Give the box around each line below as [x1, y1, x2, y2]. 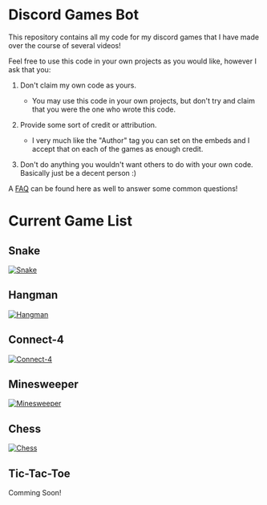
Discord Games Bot [8, 6, 139, 24]
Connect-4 [8, 333, 64, 347]
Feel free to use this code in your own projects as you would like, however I [8, 56, 257, 66]
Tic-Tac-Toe [8, 466, 71, 480]
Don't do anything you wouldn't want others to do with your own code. [19, 159, 254, 169]
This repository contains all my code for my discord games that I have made [8, 32, 259, 42]
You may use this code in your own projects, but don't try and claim [31, 96, 255, 105]
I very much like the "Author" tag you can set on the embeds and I [31, 135, 250, 145]
